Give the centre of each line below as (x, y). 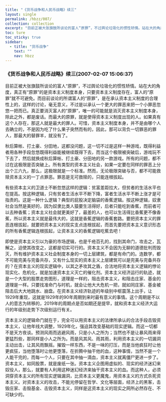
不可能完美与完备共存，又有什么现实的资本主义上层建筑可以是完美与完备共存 (83, 260)
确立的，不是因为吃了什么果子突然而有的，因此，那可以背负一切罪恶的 (81, 129)
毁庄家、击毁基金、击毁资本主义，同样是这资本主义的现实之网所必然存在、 (81, 388)
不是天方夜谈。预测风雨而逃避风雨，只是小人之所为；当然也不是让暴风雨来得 (83, 332)
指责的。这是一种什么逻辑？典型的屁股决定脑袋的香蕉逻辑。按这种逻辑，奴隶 (83, 200)
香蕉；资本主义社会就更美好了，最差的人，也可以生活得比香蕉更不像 (87, 212)
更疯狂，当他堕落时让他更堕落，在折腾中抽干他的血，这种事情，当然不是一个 (83, 351)
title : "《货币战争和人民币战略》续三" (41, 10)
